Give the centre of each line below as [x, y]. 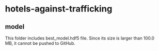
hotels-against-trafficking [59, 9]
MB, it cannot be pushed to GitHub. [40, 43]
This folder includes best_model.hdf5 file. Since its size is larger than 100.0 [80, 38]
